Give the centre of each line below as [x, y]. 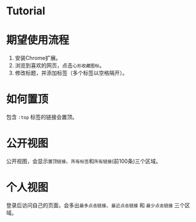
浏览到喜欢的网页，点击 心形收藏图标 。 [60, 66]
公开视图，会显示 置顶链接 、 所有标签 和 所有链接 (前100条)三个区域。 [84, 161]
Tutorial [26, 11]
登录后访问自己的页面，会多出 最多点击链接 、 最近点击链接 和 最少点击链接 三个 [96, 205]
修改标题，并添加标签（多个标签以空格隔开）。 [71, 73]
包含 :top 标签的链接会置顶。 [42, 117]
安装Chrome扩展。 [38, 58]
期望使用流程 [38, 40]
